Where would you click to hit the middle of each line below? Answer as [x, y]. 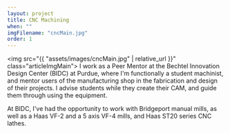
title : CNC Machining [38, 20]
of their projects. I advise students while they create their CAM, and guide [112, 88]
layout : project [30, 13]
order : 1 [20, 39]
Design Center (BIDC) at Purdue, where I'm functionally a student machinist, [115, 74]
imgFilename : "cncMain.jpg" [48, 33]
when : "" [20, 26]
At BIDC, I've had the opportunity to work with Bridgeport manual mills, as [112, 109]
